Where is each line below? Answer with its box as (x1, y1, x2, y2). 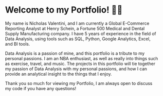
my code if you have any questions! (5, 85, 76, 91)
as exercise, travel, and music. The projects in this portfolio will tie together (5, 61, 156, 66)
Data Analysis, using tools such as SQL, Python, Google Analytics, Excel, (5, 36, 151, 42)
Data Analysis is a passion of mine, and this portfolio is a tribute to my (5, 50, 145, 56)
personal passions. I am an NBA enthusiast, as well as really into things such (5, 55, 158, 61)
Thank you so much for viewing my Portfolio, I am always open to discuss (5, 80, 152, 86)
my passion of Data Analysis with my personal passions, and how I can (5, 65, 147, 72)
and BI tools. (5, 41, 30, 47)
